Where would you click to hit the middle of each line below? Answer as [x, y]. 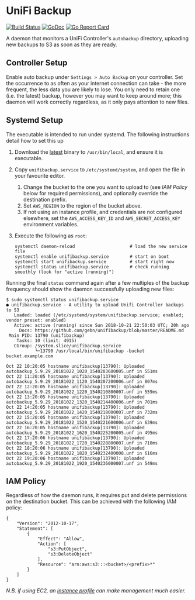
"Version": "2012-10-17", [48, 524]
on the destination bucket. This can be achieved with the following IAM [91, 502]
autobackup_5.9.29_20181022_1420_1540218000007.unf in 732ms [82, 412]
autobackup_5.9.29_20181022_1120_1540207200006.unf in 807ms [82, 381]
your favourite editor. [40, 175]
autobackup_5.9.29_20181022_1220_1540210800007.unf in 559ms [82, 392]
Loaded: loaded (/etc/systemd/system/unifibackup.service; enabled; [99, 315]
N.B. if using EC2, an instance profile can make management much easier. [96, 591]
